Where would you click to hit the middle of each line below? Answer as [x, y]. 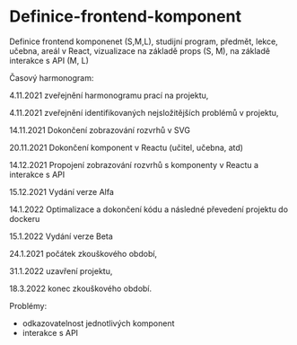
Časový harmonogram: [52, 77]
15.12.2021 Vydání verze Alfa [62, 191]
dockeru [25, 218]
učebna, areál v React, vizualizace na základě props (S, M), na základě [140, 50]
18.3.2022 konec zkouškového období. [81, 288]
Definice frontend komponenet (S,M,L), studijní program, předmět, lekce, [144, 41]
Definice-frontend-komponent [126, 17]
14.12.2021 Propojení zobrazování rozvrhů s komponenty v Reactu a [134, 164]
